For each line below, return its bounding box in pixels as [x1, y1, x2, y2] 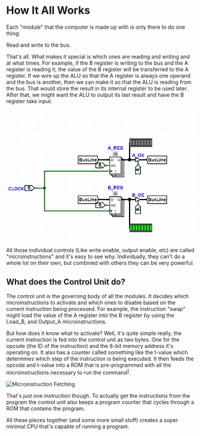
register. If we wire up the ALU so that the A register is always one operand [6, 72, 191, 79]
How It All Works [6, 4, 91, 17]
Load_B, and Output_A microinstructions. [6, 318, 107, 325]
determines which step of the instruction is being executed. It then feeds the [6, 355, 194, 362]
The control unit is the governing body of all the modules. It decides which [6, 293, 189, 300]
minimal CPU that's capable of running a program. [6, 423, 130, 430]
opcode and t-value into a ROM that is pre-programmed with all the [6, 362, 171, 369]
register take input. [6, 97, 53, 105]
